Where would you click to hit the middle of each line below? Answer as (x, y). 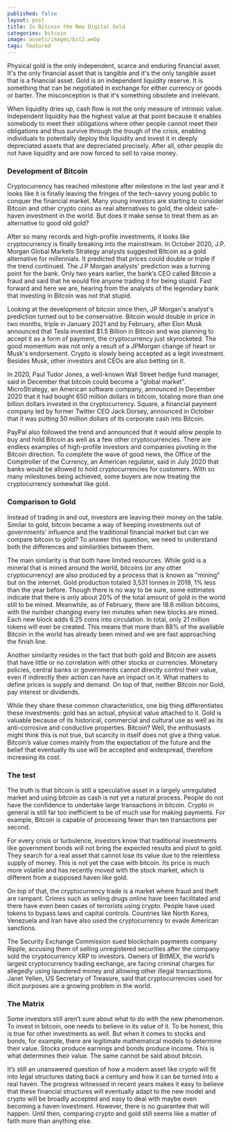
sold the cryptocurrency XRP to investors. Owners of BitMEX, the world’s (111, 956)
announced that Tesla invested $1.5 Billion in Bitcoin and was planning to (111, 332)
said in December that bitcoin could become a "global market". (97, 382)
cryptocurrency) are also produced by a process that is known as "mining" (114, 575)
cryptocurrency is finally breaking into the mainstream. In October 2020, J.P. (116, 244)
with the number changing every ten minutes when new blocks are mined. (113, 612)
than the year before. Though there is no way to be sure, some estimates (111, 590)
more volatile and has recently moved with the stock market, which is (106, 870)
